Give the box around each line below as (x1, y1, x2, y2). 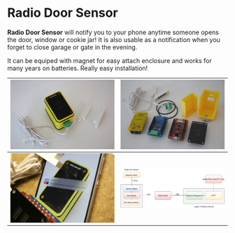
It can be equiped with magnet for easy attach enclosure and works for (7, 56, 212, 64)
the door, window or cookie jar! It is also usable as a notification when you (7, 35, 220, 43)
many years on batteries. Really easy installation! (7, 64, 148, 72)
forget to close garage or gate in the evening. (7, 43, 138, 51)
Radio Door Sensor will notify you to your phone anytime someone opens (7, 28, 219, 36)
